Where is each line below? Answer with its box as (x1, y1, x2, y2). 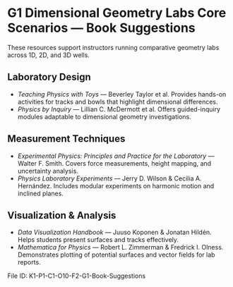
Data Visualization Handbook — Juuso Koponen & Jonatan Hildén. (17, 228, 212, 237)
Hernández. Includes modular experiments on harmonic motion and (17, 181, 215, 190)
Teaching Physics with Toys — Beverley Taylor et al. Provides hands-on (17, 90, 227, 98)
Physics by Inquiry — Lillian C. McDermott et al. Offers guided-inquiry (17, 104, 221, 114)
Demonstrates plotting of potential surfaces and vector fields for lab (17, 250, 215, 259)
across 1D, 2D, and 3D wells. (7, 51, 90, 59)
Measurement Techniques (7, 133, 126, 145)
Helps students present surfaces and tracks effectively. (17, 236, 179, 244)
